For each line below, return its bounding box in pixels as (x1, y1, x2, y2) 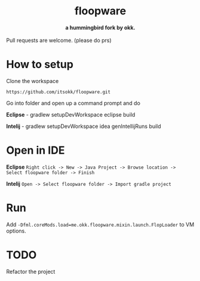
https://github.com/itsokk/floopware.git (6, 88, 111, 95)
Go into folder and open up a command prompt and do (6, 99, 140, 106)
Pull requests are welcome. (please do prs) (6, 36, 112, 44)
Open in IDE (6, 143, 65, 157)
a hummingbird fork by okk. (65, 24, 136, 31)
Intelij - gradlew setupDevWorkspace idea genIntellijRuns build (6, 123, 161, 130)
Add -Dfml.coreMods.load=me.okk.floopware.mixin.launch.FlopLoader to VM (6, 221, 195, 228)
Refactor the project (6, 268, 56, 275)
